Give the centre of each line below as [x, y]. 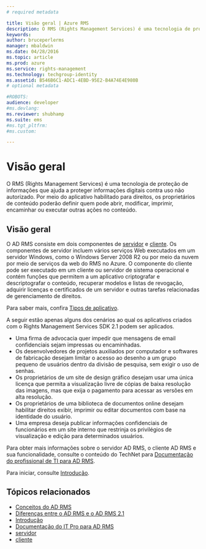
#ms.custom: [21, 131]
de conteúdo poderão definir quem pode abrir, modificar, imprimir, [90, 204]
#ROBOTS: [17, 97]
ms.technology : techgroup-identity [52, 74]
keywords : [19, 34]
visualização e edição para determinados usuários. [79, 436]
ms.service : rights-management [46, 69]
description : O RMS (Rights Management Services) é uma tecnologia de [98, 29]
